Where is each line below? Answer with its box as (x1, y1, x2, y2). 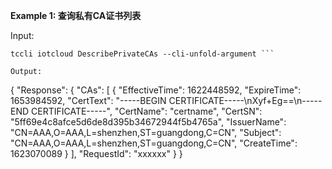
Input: (10, 30, 35, 41)
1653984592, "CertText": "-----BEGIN (10, 95, 167, 106)
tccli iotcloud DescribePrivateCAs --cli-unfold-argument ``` (10, 49, 275, 59)
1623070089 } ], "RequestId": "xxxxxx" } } (10, 148, 183, 159)
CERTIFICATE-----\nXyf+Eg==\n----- (168, 95, 323, 106)
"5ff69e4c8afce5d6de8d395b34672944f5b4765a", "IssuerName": (10, 116, 287, 128)
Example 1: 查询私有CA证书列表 (10, 10, 142, 21)
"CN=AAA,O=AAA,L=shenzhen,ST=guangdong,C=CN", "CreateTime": (10, 137, 298, 149)
